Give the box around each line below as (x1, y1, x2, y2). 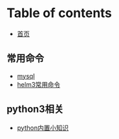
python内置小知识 (16, 123, 69, 132)
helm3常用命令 (16, 80, 61, 88)
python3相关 (6, 103, 64, 115)
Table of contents (6, 5, 113, 21)
